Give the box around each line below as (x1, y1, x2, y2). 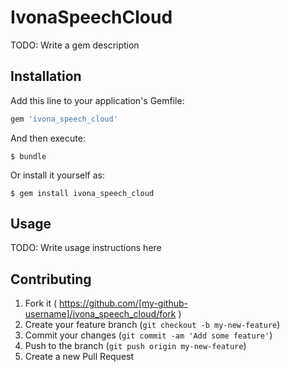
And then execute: (10, 132, 86, 144)
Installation (10, 68, 82, 85)
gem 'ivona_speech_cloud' (10, 114, 118, 124)
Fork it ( (24, 297, 58, 310)
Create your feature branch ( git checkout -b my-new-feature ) (24, 319, 281, 331)
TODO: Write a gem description (10, 39, 140, 51)
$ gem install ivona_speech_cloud (10, 188, 155, 198)
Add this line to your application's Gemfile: (10, 94, 185, 106)
